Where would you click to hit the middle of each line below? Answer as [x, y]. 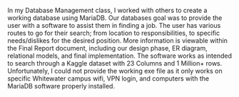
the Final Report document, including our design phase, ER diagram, [108, 48]
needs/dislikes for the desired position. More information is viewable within [118, 41]
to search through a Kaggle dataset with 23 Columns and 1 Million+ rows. [115, 63]
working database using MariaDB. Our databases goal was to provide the [115, 18]
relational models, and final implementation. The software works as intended [119, 56]
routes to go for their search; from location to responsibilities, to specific [114, 33]
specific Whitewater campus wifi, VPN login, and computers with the [108, 78]
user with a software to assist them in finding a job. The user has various [114, 25]
